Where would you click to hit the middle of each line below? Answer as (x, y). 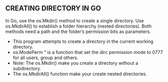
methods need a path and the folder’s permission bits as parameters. (78, 31)
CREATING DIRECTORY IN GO (53, 8)
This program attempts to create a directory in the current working (83, 41)
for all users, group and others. (45, 58)
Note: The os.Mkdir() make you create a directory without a (76, 63)
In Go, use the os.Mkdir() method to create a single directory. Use (75, 20)
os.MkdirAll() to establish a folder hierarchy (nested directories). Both (78, 26)
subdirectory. (27, 68)
